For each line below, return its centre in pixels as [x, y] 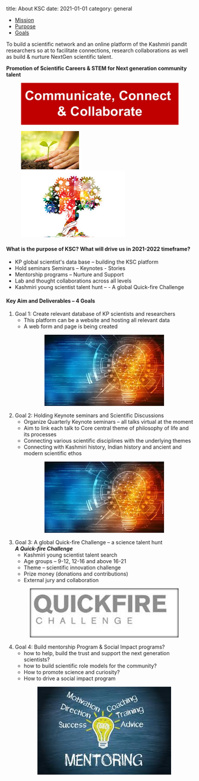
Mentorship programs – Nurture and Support [69, 275]
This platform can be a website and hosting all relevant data [97, 320]
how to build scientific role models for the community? [90, 666]
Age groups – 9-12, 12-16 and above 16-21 [75, 561]
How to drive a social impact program [70, 678]
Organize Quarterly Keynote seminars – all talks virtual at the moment [108, 422]
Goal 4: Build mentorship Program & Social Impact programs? [90, 647]
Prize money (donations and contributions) [76, 574]
